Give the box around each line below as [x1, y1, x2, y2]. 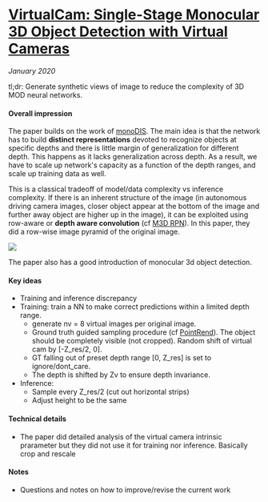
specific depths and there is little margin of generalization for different [8, 143, 239, 153]
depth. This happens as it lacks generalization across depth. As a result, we [8, 152, 258, 162]
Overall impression [8, 108, 73, 118]
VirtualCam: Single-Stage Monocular [8, 6, 260, 24]
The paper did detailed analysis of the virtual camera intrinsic [19, 432, 222, 441]
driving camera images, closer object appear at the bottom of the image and [8, 202, 260, 211]
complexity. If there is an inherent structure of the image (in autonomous [8, 193, 247, 203]
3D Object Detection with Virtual [8, 22, 228, 41]
